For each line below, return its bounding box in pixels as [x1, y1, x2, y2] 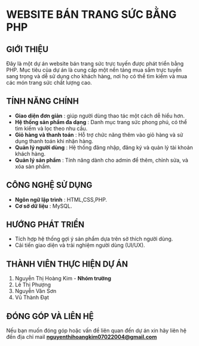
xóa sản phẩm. [14, 163, 51, 170]
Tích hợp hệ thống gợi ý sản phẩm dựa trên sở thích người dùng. [14, 235, 173, 243]
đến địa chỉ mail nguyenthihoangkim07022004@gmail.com [6, 333, 157, 341]
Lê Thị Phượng [14, 281, 51, 288]
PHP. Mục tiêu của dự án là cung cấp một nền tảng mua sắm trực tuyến [6, 66, 182, 73]
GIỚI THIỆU [6, 44, 49, 54]
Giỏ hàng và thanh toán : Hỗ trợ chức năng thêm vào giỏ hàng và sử [14, 131, 183, 138]
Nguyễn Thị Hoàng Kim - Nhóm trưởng [14, 275, 112, 282]
